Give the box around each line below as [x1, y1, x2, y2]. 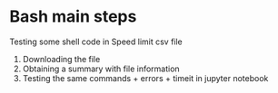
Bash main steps [9, 6, 137, 27]
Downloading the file [22, 53, 101, 64]
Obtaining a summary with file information [22, 63, 180, 74]
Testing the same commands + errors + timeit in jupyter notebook [22, 72, 269, 83]
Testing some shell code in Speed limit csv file [9, 36, 184, 47]
